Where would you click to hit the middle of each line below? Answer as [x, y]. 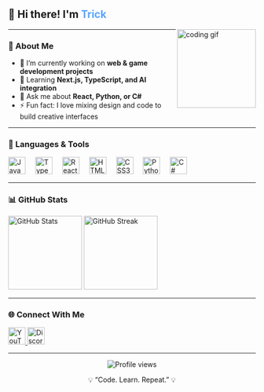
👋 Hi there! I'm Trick [57, 15]
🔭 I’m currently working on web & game [83, 63]
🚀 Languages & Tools [49, 145]
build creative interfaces [59, 117]
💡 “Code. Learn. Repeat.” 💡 [132, 379]
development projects [56, 71]
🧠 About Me [31, 46]
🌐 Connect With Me [46, 314]
